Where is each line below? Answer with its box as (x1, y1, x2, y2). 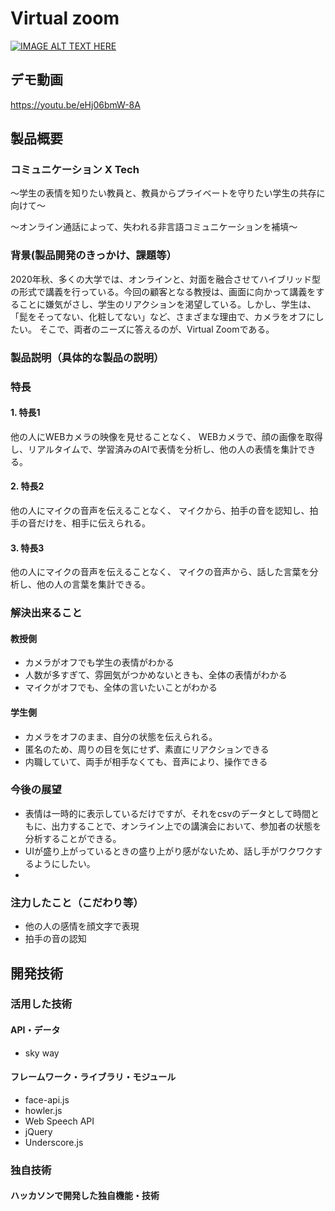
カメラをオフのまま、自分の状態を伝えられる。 (24, 730, 218, 742)
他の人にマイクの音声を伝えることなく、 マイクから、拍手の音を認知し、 (10, 504, 310, 516)
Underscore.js (24, 1136, 84, 1148)
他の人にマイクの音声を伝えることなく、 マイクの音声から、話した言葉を (10, 566, 310, 578)
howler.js (24, 1104, 63, 1116)
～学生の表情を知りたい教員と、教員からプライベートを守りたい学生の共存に (10, 187, 326, 199)
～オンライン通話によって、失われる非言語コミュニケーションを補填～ (10, 221, 298, 233)
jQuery (24, 1125, 53, 1137)
